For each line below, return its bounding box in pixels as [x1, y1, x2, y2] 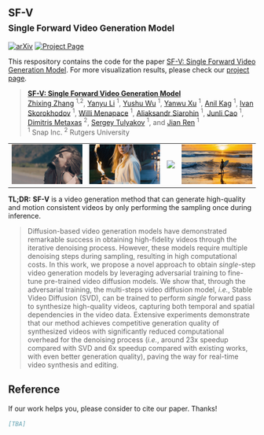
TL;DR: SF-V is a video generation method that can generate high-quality [8, 194, 246, 204]
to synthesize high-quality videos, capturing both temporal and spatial [27, 301, 255, 311]
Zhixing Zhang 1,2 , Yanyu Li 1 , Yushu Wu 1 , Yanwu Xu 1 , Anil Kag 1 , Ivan [27, 98, 254, 108]
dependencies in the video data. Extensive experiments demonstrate [27, 310, 250, 319]
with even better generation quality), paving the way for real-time [27, 352, 239, 361]
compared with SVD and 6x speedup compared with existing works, [27, 343, 248, 352]
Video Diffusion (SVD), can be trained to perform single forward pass [27, 293, 251, 302]
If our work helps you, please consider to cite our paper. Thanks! [8, 404, 218, 413]
